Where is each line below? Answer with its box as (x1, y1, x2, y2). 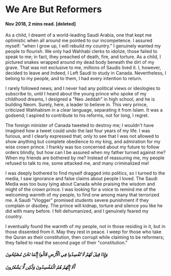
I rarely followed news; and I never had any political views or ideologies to (5, 85, 161, 91)
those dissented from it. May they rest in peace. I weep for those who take (5, 229, 162, 235)
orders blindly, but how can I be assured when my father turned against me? (5, 149, 166, 156)
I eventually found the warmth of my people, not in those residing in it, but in (5, 223, 166, 230)
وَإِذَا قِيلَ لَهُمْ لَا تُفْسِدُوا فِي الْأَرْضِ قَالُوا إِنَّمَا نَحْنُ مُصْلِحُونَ (5, 251, 108, 257)
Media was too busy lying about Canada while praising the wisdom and (5, 181, 155, 187)
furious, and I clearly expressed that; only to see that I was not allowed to (5, 133, 159, 139)
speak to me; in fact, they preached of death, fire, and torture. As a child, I (5, 54, 161, 60)
